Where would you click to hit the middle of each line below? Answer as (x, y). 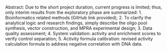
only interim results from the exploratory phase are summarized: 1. (74, 12)
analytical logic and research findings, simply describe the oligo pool (76, 23)
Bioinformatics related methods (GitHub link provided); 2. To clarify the (78, 18)
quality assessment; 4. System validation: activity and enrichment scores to (83, 33)
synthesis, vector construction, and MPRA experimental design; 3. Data (79, 28)
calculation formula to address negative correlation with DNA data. (74, 44)
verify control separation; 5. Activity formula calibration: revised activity (79, 39)
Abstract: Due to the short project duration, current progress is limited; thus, (84, 7)
